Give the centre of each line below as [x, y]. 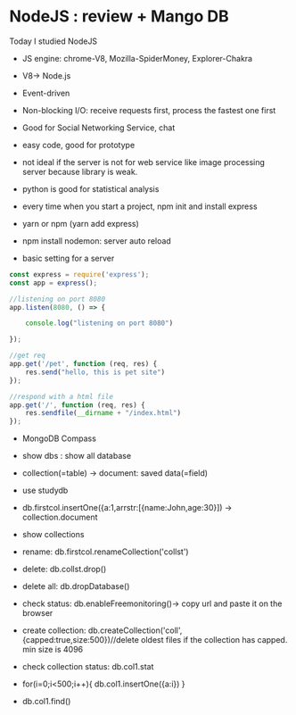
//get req [28, 356]
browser [37, 613]
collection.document [60, 517]
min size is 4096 [53, 650]
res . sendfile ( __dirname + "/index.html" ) [103, 413]
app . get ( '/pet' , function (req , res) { [83, 364]
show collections [53, 535]
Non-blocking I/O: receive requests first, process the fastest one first [149, 110]
